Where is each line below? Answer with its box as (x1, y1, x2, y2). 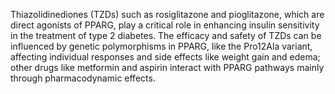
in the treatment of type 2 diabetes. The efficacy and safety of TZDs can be (10, 30, 322, 41)
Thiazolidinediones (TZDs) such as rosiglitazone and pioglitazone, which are (10, 9, 325, 20)
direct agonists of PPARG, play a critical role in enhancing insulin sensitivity (10, 19, 320, 31)
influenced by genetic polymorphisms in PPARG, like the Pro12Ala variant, (10, 40, 313, 52)
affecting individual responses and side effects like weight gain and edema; (10, 51, 321, 63)
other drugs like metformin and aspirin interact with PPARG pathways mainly (10, 62, 325, 73)
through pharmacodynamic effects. (10, 72, 156, 84)
